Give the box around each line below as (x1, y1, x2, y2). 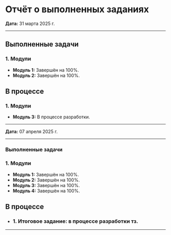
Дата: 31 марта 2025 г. (5, 20, 55, 27)
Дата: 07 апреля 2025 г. (5, 128, 58, 135)
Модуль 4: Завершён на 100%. (12, 188, 80, 194)
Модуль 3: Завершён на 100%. (12, 182, 80, 188)
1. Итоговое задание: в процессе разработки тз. (12, 218, 138, 225)
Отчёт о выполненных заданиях (5, 4, 149, 15)
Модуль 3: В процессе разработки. (12, 114, 90, 120)
